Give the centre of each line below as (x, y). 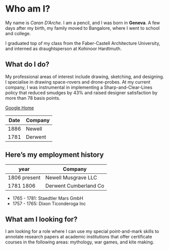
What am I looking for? (41, 219)
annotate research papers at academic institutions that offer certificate (79, 237)
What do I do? (27, 64)
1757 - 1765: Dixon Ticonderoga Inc (49, 203)
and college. (18, 33)
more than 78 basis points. (33, 98)
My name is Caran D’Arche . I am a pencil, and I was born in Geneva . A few (83, 23)
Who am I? (28, 9)
